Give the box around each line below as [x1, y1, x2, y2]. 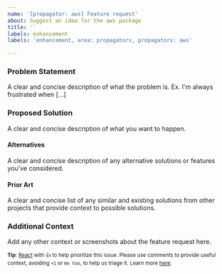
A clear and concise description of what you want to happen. [7, 124, 186, 132]
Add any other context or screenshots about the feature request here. [7, 238, 212, 246]
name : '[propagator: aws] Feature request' [7, 10, 139, 18]
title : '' [7, 23, 37, 31]
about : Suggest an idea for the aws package [7, 17, 142, 24]
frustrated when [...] [7, 90, 66, 99]
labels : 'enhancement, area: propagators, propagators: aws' [7, 37, 193, 44]
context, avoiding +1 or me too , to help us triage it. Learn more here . [7, 260, 172, 267]
